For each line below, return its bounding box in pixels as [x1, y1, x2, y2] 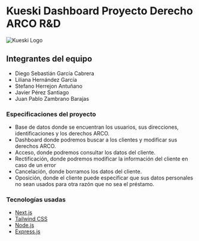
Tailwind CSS [14, 215, 48, 223]
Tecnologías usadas [6, 195, 66, 203]
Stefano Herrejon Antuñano [14, 82, 82, 89]
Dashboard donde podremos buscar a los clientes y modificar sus [14, 136, 177, 144]
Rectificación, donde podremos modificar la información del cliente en [14, 155, 188, 162]
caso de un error [14, 162, 57, 169]
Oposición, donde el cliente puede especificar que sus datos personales [14, 174, 193, 181]
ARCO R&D [6, 17, 61, 30]
